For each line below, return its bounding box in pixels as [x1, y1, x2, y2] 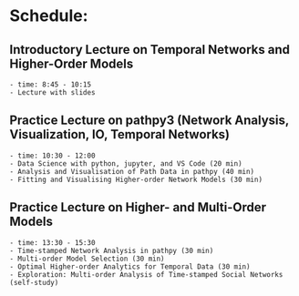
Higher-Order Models [9, 56, 134, 71]
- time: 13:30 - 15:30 [9, 238, 96, 247]
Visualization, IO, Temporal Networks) [9, 127, 231, 142]
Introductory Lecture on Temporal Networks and [9, 42, 290, 57]
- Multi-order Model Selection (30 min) [9, 254, 166, 263]
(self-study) [9, 278, 59, 287]
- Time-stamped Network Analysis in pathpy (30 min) [9, 246, 214, 255]
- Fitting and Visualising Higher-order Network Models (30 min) [9, 175, 263, 184]
